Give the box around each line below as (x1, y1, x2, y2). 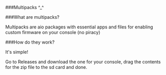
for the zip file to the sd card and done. (5, 64, 88, 70)
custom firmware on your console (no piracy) (5, 29, 101, 35)
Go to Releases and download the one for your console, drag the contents (5, 59, 161, 65)
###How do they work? (5, 39, 55, 45)
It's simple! (5, 49, 29, 55)
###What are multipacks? (5, 14, 60, 20)
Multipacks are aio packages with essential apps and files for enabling (5, 24, 153, 30)
